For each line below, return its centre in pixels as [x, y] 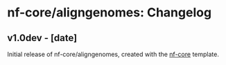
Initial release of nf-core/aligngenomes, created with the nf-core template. [113, 54]
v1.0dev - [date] [42, 38]
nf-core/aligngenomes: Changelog [110, 13]
